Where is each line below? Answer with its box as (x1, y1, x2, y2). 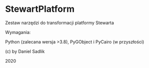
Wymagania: (5, 29, 31, 35)
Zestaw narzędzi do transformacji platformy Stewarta (5, 20, 114, 26)
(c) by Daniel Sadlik (5, 48, 45, 54)
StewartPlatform (5, 3, 75, 15)
